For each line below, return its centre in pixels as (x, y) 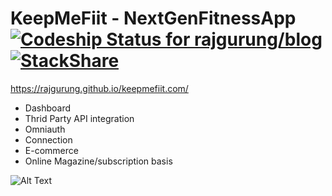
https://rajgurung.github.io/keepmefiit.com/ (99, 88)
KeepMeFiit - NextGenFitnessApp (153, 18)
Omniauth (45, 129)
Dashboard (48, 108)
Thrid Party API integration (79, 118)
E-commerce (51, 150)
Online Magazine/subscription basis (98, 161)
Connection (48, 139)
